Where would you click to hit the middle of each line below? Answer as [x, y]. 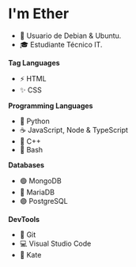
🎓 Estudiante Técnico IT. [61, 44]
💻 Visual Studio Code [55, 243]
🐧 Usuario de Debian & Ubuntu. [70, 36]
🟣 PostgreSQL [44, 201]
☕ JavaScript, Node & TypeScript [74, 130]
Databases [26, 165]
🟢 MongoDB [40, 181]
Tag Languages [34, 62]
